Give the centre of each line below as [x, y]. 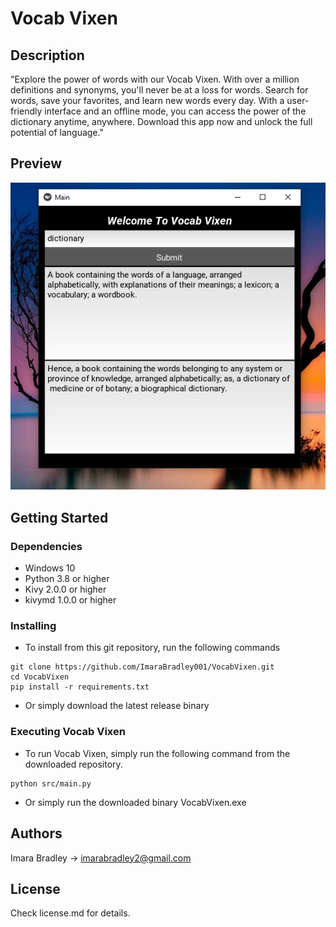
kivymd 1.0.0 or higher [70, 600]
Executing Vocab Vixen [68, 732]
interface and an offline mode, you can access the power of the [175, 111]
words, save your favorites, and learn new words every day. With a [147, 100]
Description [47, 55]
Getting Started [59, 517]
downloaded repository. [73, 764]
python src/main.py [51, 783]
